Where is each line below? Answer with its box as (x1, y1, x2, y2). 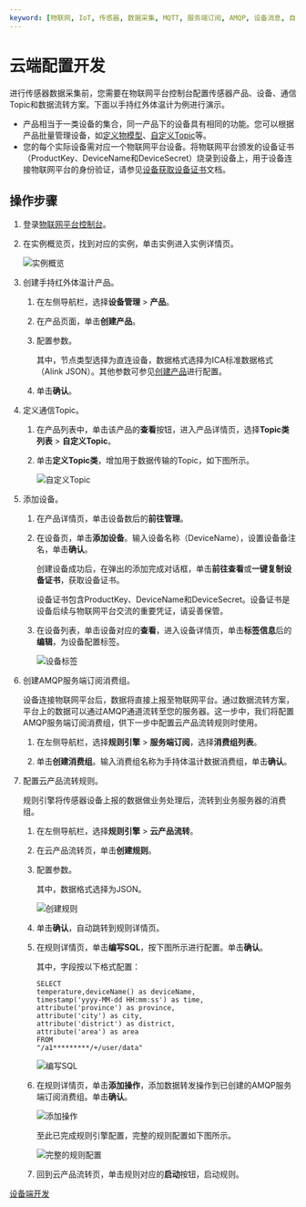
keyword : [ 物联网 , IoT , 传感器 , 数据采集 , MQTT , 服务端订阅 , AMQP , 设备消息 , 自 (9, 13, 296, 23)
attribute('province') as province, (36, 1004, 176, 1013)
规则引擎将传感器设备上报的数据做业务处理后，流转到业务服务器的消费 (22, 795, 287, 806)
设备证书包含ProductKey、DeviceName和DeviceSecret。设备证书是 (36, 594, 291, 605)
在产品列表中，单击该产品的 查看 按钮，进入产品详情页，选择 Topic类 (36, 424, 290, 435)
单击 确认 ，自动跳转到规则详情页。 (36, 922, 165, 933)
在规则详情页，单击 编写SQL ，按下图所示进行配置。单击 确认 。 (36, 942, 269, 953)
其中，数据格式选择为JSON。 (36, 884, 147, 895)
